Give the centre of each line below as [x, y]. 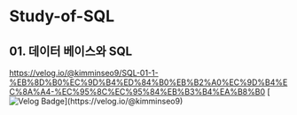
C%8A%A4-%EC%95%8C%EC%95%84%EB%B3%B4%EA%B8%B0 [137, 92]
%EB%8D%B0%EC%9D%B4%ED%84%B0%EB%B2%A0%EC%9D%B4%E [148, 82]
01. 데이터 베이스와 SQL [71, 51]
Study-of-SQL [62, 16]
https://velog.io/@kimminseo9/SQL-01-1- [84, 73]
